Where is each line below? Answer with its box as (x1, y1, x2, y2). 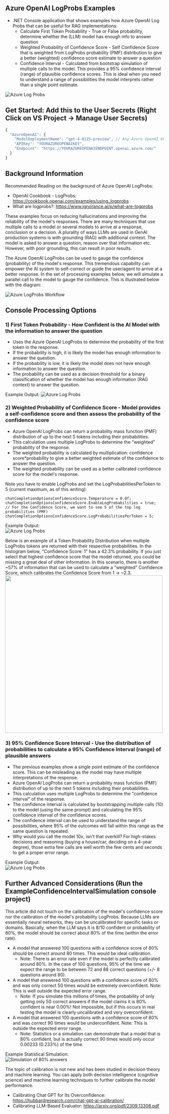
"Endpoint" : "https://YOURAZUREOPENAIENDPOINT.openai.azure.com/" (14, 146, 156, 151)
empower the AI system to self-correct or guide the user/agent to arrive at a (5, 266, 162, 272)
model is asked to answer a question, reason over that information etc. (5, 239, 151, 246)
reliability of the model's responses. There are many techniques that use (5, 218, 155, 224)
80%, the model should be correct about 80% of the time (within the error (5, 930, 158, 936)
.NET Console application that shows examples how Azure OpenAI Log (12, 17, 159, 23)
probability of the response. (12, 444, 70, 450)
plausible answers (5, 752, 51, 759)
